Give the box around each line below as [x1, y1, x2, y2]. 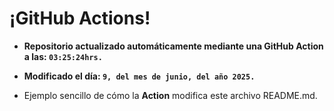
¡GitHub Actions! [9, 7, 151, 30]
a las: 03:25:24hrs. [23, 50, 103, 62]
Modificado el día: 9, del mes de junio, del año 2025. [23, 70, 256, 82]
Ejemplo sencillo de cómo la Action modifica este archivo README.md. [23, 89, 318, 101]
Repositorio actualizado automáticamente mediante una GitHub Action [23, 40, 324, 52]
